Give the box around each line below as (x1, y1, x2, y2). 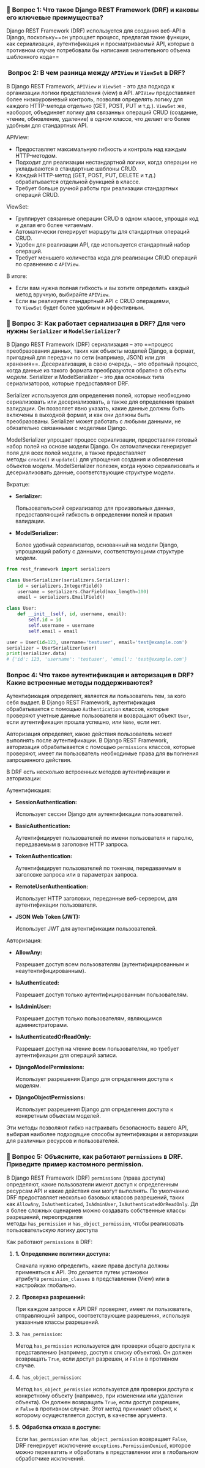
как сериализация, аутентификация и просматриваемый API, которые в (6, 40, 195, 48)
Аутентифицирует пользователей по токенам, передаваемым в (15, 864, 182, 872)
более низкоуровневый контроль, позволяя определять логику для (6, 95, 184, 103)
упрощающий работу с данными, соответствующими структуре (15, 547, 184, 555)
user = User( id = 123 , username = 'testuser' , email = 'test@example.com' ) (6, 639, 188, 645)
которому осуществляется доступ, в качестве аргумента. (15, 1411, 167, 1419)
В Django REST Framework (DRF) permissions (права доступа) (6, 1174, 166, 1182)
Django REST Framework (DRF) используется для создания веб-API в (6, 27, 185, 34)
